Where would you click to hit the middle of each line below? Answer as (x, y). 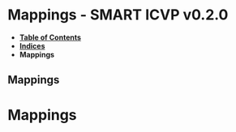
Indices (32, 45)
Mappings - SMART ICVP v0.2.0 (118, 15)
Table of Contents (50, 37)
